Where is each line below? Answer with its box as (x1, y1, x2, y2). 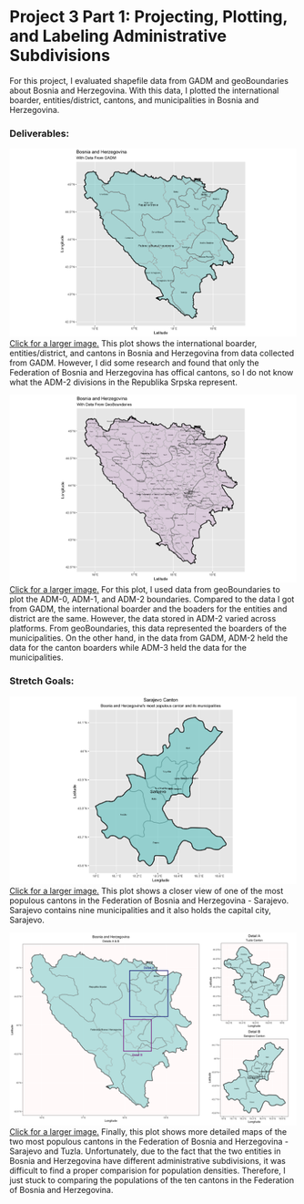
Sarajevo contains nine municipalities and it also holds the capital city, (9, 905, 271, 916)
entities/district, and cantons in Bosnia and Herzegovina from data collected (9, 347, 295, 358)
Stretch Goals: (9, 674, 75, 687)
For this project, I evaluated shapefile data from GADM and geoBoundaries (9, 75, 289, 86)
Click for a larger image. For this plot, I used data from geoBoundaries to (9, 584, 280, 595)
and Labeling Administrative (9, 26, 228, 46)
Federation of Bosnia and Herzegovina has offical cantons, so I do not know (9, 366, 294, 377)
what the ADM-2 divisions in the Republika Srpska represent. (9, 376, 238, 387)
